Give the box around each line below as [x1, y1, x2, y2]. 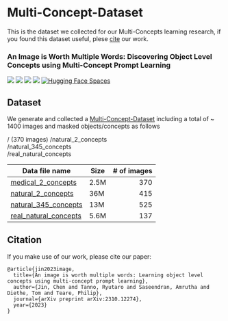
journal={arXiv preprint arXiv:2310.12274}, [13, 296, 142, 303]
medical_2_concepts [10, 178, 77, 188]
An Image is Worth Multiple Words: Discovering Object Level [7, 51, 212, 61]
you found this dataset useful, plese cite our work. [7, 34, 149, 42]
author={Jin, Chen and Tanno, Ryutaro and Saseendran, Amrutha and [13, 283, 210, 290]
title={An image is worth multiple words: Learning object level [13, 272, 204, 279]
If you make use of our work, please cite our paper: [7, 252, 152, 261]
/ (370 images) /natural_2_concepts [7, 136, 107, 144]
